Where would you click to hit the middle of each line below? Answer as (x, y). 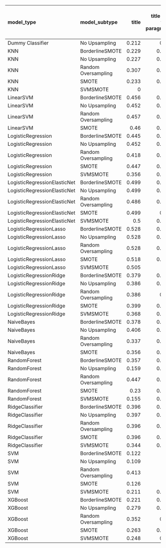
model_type (22, 22)
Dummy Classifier (28, 43)
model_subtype (99, 22)
